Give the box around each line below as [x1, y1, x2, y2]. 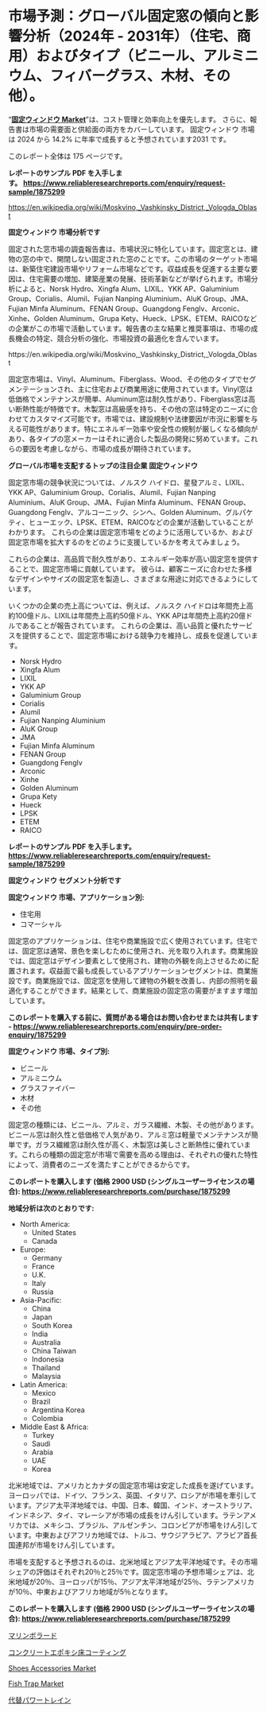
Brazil [31, 1396, 51, 1406]
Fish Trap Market [8, 1679, 64, 1688]
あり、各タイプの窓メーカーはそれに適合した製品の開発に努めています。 [8, 434, 245, 443]
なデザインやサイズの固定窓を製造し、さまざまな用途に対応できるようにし [8, 574, 252, 583]
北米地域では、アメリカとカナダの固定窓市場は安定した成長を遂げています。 [8, 1480, 258, 1490]
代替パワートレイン [8, 1695, 72, 1705]
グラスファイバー [19, 1083, 76, 1093]
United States [31, 1227, 77, 1237]
